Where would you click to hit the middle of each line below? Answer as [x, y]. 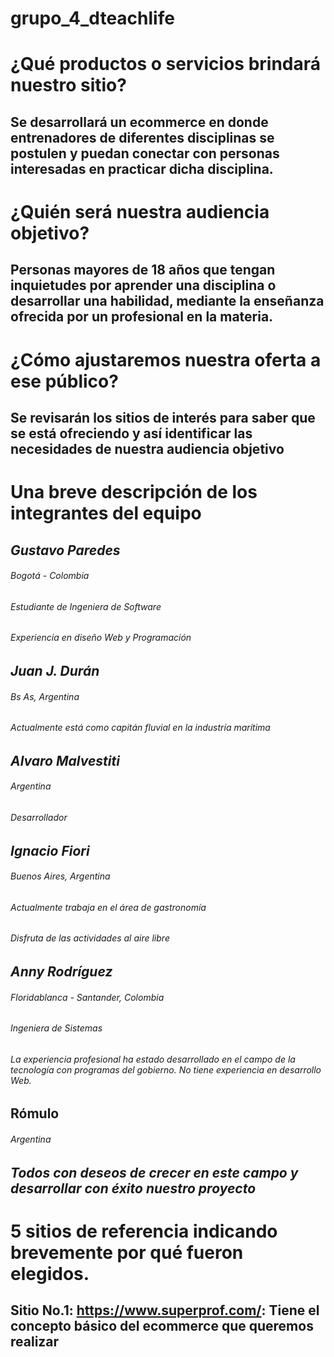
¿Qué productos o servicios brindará [166, 64]
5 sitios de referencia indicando [144, 1231]
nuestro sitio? [68, 85]
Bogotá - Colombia [50, 576]
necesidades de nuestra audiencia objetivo [147, 448]
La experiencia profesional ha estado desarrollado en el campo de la [153, 1059]
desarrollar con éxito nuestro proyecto [133, 1188]
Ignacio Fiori [50, 850]
